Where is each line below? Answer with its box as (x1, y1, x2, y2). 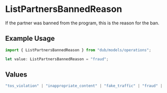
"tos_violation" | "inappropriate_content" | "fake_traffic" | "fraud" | (5, 84, 163, 89)
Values (5, 70, 28, 79)
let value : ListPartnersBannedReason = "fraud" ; (5, 56, 109, 62)
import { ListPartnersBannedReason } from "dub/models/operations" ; (5, 47, 151, 53)
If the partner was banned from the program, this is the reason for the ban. (5, 20, 159, 26)
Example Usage (5, 34, 55, 43)
